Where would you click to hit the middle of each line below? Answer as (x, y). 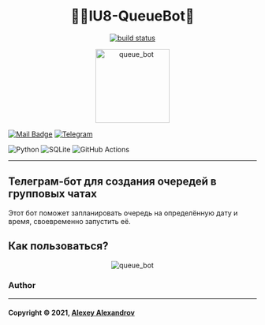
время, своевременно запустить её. (70, 221)
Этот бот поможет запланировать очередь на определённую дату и (123, 213)
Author (22, 286)
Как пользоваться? (58, 247)
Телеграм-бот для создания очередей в (112, 182)
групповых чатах (52, 194)
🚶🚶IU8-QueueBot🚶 (132, 16)
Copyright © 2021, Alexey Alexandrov (72, 313)
